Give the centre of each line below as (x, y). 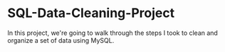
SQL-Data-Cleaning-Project (91, 13)
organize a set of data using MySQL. (61, 40)
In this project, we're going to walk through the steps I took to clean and (113, 33)
